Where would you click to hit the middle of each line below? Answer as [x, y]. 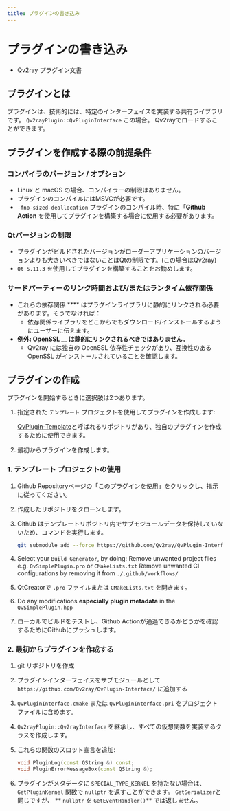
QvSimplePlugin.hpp [45, 608]
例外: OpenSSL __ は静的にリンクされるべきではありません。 [103, 339]
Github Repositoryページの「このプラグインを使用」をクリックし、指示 [117, 486]
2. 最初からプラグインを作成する [61, 649]
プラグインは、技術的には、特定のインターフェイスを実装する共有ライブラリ [115, 111]
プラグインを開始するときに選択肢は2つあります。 [78, 398]
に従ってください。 [44, 494]
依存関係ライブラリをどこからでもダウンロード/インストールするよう [124, 322]
